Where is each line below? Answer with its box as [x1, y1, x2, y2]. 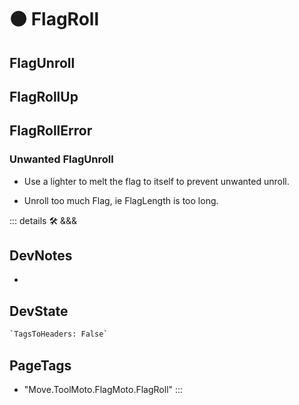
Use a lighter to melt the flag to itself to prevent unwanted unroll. [23, 175, 290, 187]
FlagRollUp [9, 88, 79, 105]
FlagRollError [9, 122, 93, 140]
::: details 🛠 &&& [9, 214, 78, 226]
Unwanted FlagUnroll [9, 152, 114, 166]
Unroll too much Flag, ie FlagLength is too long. [23, 194, 219, 206]
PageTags [9, 357, 72, 374]
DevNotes [9, 247, 73, 265]
